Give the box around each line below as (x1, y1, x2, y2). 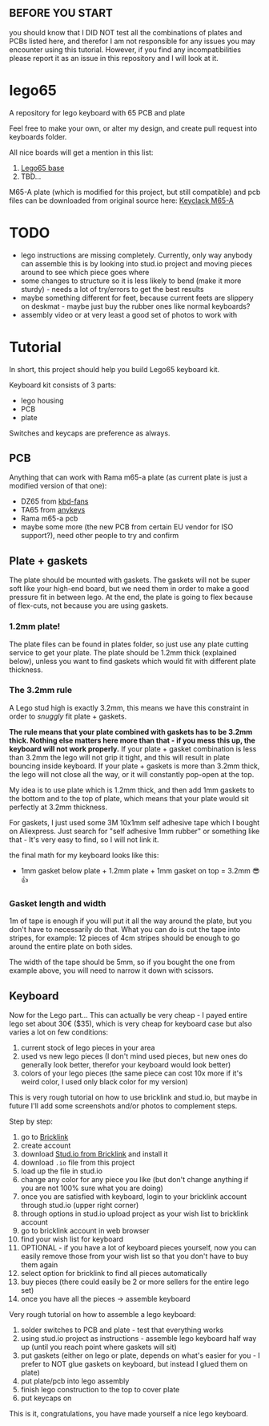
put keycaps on (20, 1393, 72, 1403)
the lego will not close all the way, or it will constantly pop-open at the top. (9, 769, 255, 779)
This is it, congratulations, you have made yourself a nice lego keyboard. (9, 1408, 249, 1418)
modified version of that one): (9, 481, 107, 491)
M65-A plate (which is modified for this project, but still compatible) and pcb (9, 187, 261, 196)
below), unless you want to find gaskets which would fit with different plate (9, 656, 257, 666)
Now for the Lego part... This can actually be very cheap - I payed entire (9, 1010, 247, 1019)
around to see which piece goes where (20, 267, 150, 277)
